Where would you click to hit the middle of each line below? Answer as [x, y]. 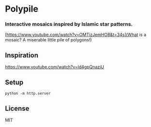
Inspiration [22, 55]
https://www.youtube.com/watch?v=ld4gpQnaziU [54, 67]
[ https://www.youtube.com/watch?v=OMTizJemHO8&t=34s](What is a [76, 35]
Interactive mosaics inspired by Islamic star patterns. [69, 24]
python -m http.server [28, 93]
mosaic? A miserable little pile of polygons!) [48, 40]
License [17, 108]
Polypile [22, 9]
